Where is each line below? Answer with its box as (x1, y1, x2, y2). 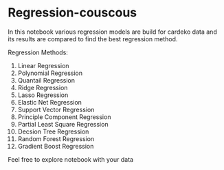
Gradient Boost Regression (17, 142, 94, 150)
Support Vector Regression (17, 105, 95, 114)
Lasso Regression (17, 91, 69, 99)
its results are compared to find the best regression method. (8, 34, 178, 43)
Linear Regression (17, 61, 69, 70)
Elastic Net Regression (17, 98, 82, 106)
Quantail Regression (17, 76, 75, 84)
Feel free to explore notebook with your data (8, 155, 133, 163)
